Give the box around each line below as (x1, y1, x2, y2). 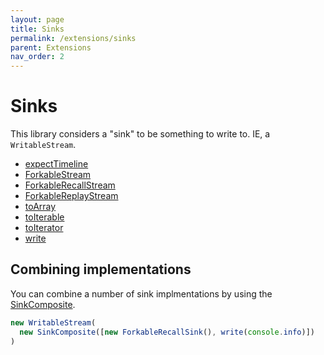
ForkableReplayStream (24, 190, 119, 202)
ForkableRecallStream (24, 179, 116, 191)
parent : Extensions (10, 42, 92, 53)
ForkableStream (24, 169, 92, 181)
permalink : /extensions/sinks (10, 33, 137, 43)
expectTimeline (24, 158, 89, 170)
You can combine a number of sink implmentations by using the (10, 287, 273, 300)
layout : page (10, 14, 65, 25)
